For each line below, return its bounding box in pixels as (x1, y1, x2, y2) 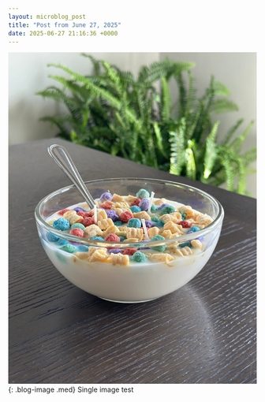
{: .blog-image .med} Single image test (8, 385, 134, 394)
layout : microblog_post (8, 13, 87, 20)
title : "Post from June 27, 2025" (8, 20, 122, 29)
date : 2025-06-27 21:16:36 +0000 (8, 29, 118, 37)
